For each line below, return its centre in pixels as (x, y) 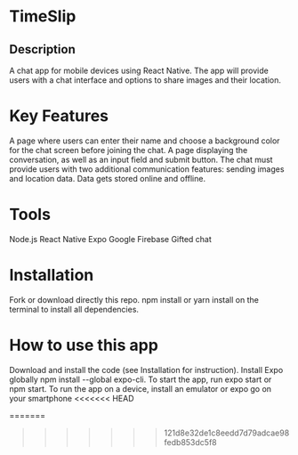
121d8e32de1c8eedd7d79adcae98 (227, 433)
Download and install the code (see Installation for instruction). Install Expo (146, 370)
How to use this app (84, 345)
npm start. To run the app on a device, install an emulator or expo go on (141, 388)
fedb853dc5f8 (190, 442)
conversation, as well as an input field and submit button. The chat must (141, 159)
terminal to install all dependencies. (74, 309)
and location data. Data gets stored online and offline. (108, 178)
